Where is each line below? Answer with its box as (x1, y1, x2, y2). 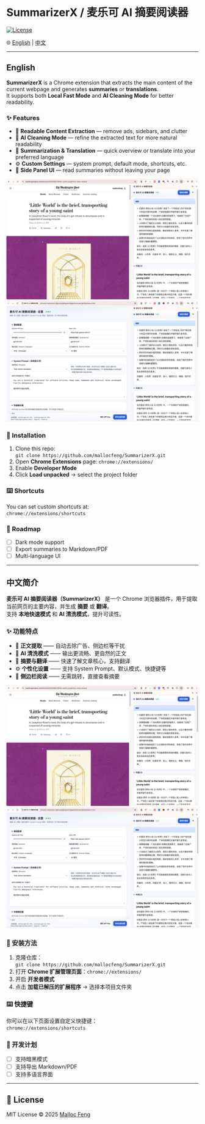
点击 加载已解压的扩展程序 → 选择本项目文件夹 (15, 983, 132, 991)
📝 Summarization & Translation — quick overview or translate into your (15, 147, 196, 155)
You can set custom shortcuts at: (6, 502, 90, 510)
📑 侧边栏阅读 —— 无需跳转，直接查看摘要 (15, 673, 120, 680)
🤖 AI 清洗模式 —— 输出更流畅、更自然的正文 (15, 650, 127, 657)
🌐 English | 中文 (6, 39, 46, 46)
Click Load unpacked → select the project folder (15, 471, 138, 479)
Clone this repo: (15, 445, 56, 452)
